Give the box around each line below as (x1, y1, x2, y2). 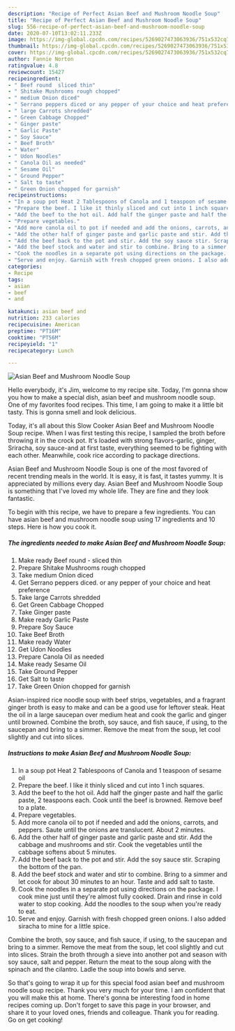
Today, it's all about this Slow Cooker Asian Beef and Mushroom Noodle (8, 421, 215, 430)
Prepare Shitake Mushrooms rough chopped (17, 564, 146, 572)
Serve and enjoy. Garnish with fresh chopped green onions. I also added (17, 915, 226, 923)
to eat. (17, 908, 37, 916)
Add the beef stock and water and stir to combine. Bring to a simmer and (17, 870, 227, 879)
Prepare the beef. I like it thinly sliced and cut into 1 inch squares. (17, 781, 205, 790)
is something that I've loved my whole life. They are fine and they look (8, 487, 209, 495)
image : (8, 36, 27, 43)
